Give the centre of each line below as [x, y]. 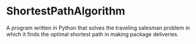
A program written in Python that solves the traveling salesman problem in [98, 28]
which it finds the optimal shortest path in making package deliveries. [93, 34]
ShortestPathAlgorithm [66, 11]
